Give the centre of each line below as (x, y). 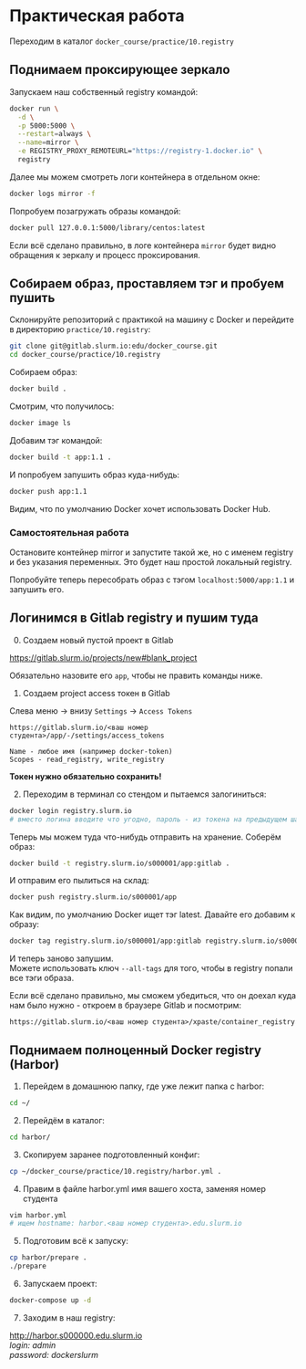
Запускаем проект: (60, 1284)
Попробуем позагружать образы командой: (95, 211)
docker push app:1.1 (49, 491)
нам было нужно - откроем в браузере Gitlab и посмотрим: (126, 1006)
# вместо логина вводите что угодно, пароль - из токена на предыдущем (148, 819)
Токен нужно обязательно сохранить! (86, 776)
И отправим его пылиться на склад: (79, 881)
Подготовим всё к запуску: (76, 1241)
